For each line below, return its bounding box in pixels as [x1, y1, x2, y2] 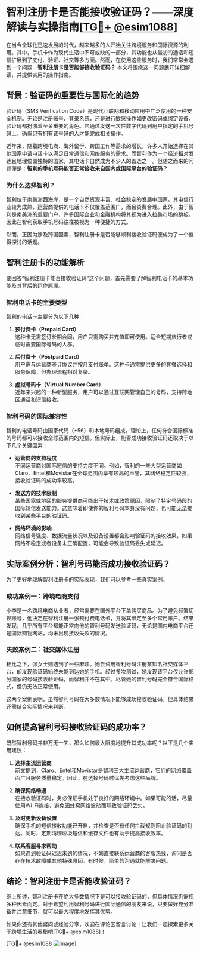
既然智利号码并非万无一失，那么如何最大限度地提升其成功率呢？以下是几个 [6, 739, 189, 746]
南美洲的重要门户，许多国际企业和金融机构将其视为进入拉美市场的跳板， [16, 211, 194, 218]
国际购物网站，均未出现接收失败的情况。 [11, 629, 111, 637]
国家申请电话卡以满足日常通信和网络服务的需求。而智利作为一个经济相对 [11, 150, 189, 157]
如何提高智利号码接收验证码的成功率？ [6, 722, 147, 732]
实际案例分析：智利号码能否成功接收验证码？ [6, 559, 171, 569]
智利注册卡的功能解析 [6, 257, 85, 268]
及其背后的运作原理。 [11, 282, 64, 289]
